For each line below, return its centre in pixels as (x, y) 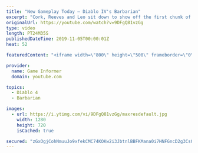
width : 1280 (31, 119)
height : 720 (31, 125)
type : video (21, 28)
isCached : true (35, 131)
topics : (16, 87)
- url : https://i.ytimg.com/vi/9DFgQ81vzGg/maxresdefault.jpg (89, 114)
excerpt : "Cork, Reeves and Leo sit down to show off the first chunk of (99, 17)
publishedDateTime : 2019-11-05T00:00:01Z (58, 39)
